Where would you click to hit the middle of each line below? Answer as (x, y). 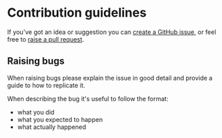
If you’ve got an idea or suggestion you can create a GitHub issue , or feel (112, 32)
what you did (36, 112)
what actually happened (52, 127)
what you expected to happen (60, 119)
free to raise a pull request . (46, 39)
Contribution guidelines (77, 13)
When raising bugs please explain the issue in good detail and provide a (110, 78)
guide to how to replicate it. (46, 85)
